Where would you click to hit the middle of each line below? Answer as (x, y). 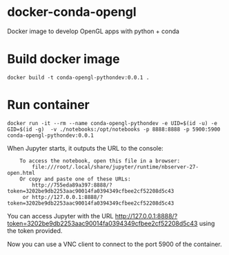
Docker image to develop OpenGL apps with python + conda (93, 31)
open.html (21, 173)
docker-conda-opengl (72, 12)
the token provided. (35, 230)
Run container (48, 105)
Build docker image (63, 59)
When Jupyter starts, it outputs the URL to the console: (85, 148)
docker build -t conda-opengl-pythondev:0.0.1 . (78, 77)
